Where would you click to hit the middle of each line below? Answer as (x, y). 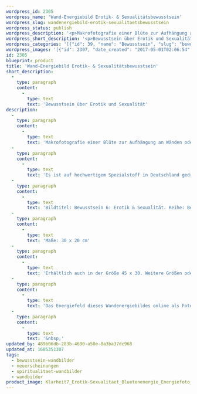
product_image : (25, 382)
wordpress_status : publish (39, 28)
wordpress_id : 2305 (30, 11)
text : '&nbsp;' (46, 339)
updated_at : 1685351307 (35, 349)
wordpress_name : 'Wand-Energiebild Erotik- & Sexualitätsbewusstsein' (94, 17)
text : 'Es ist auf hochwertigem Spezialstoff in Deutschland (103, 175)
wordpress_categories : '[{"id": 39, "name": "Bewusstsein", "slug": (91, 45)
